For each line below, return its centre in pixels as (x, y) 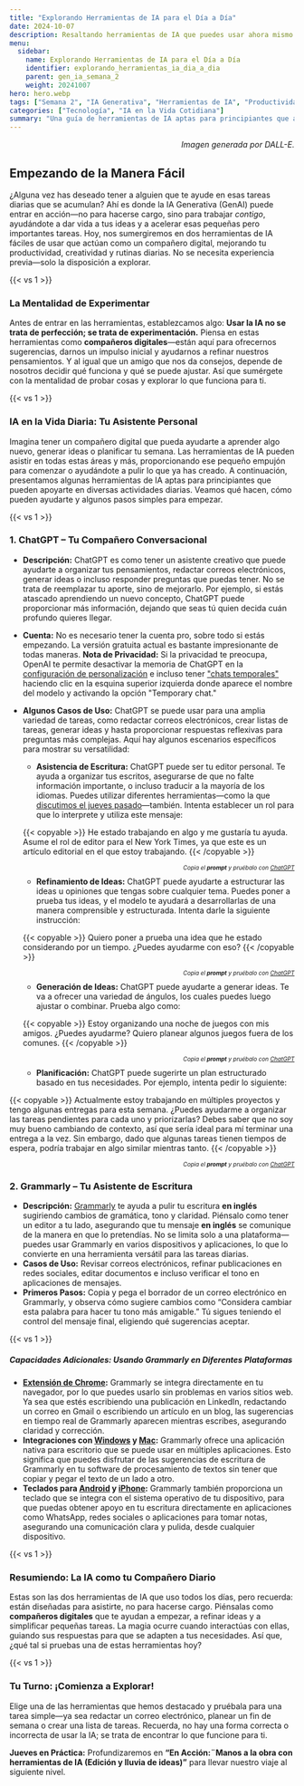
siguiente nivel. (38, 1772)
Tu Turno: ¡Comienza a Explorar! (82, 1686)
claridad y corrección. (63, 1431)
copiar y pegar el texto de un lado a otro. (98, 1479)
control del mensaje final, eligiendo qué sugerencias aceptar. (136, 1321)
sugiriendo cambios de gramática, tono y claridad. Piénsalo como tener (156, 1215)
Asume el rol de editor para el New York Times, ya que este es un (144, 841)
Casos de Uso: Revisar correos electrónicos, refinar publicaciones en (152, 1263)
